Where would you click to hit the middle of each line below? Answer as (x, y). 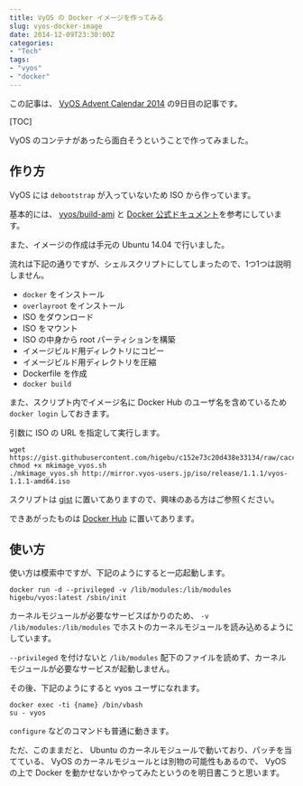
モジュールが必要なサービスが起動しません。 (92, 669)
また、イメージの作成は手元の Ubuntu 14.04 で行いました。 (119, 244)
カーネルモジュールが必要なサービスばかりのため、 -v (109, 616)
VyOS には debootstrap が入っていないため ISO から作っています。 (133, 194)
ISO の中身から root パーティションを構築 (99, 339)
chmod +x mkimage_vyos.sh (58, 465)
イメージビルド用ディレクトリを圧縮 (89, 361)
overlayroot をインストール (73, 305)
